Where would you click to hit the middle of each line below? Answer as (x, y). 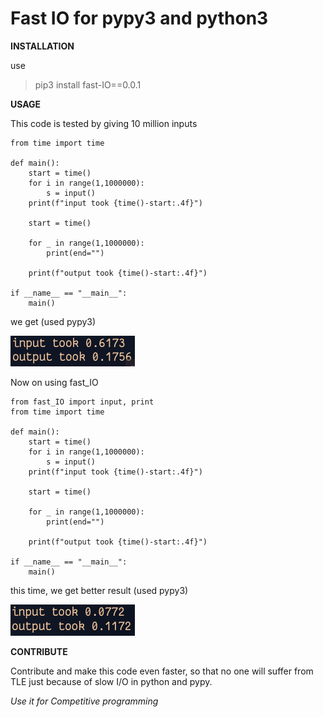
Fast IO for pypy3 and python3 (139, 18)
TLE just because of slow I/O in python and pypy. (111, 681)
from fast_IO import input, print (82, 402)
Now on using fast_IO (54, 382)
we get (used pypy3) (53, 321)
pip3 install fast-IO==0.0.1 (88, 84)
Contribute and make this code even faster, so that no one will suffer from (162, 671)
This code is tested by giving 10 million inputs (104, 123)
